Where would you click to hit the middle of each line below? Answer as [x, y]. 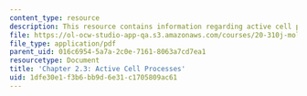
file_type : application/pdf [63, 43]
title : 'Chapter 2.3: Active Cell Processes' [97, 69]
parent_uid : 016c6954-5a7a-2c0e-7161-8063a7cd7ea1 [108, 52]
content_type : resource [55, 18]
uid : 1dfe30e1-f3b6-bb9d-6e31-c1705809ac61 [94, 78]
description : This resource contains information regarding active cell [151, 27]
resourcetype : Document [55, 60]
